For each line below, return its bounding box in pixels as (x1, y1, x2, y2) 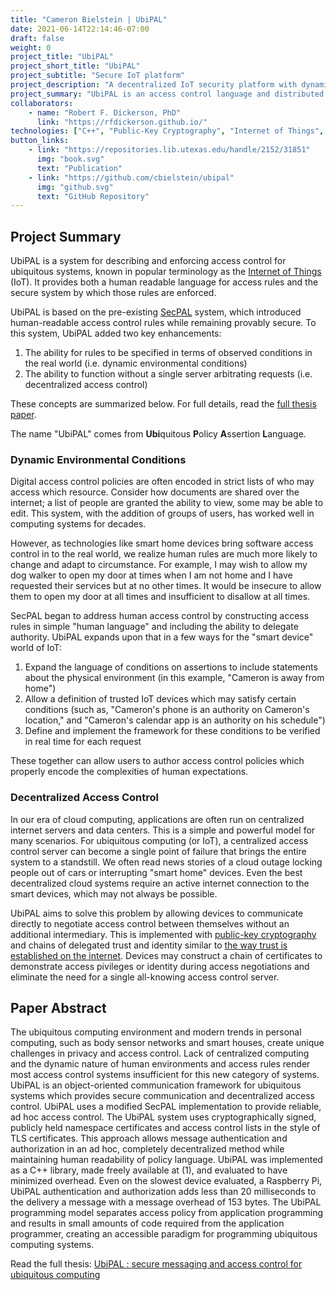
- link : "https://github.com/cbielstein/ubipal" (28, 172, 235, 183)
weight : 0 (10, 42, 52, 53)
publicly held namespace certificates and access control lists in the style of (10, 1122, 321, 1134)
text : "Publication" (36, 163, 123, 173)
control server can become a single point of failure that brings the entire (10, 845, 307, 857)
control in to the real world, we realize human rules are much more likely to (10, 548, 318, 560)
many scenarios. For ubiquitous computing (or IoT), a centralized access (10, 834, 309, 846)
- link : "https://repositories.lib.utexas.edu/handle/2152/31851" (28, 145, 311, 155)
